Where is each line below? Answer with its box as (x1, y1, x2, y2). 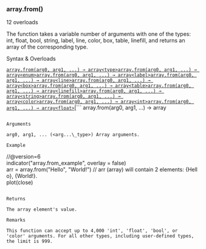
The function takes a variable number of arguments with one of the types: (6, 30, 191, 38)
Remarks (6, 217, 26, 223)
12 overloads (6, 19, 38, 26)
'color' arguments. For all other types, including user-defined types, (6, 233, 194, 239)
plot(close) (6, 179, 33, 186)
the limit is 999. (6, 239, 53, 245)
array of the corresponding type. (6, 43, 88, 50)
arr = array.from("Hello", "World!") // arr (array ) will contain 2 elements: (6, 166, 184, 173)
